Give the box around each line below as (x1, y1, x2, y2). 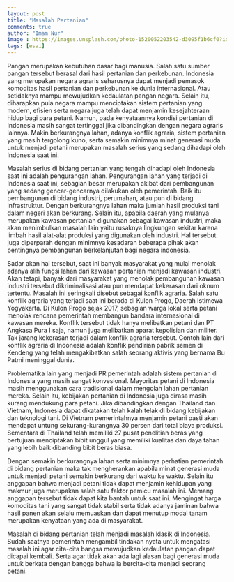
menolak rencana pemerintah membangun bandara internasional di (7, 311, 200, 320)
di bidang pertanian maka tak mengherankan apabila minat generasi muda (7, 465, 221, 472)
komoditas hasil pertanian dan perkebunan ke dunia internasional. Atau (7, 84, 211, 92)
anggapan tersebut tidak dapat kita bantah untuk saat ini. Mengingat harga (7, 494, 221, 502)
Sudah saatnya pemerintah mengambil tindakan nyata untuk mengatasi (7, 537, 211, 545)
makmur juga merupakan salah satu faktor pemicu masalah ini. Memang (7, 486, 214, 495)
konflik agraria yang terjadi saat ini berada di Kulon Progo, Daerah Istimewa (7, 297, 223, 304)
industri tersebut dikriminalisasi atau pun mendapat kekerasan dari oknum (7, 282, 219, 290)
